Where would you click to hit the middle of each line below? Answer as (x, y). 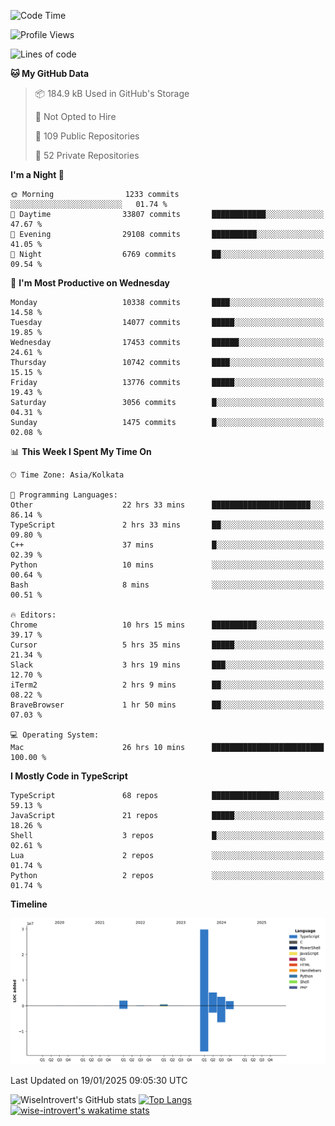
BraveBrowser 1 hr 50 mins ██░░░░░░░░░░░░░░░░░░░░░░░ (167, 705)
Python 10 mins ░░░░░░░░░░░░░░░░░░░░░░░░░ (167, 565)
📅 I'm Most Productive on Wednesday (90, 283)
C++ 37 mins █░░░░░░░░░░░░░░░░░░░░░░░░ (167, 545)
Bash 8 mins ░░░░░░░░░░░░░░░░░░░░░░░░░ (167, 585)
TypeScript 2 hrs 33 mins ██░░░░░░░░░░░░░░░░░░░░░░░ (167, 525)
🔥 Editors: (33, 615)
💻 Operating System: (55, 735)
